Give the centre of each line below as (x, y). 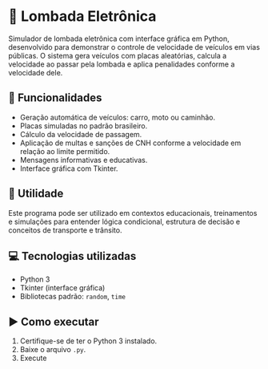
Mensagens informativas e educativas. (84, 160)
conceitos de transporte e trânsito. (65, 230)
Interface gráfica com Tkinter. (69, 168)
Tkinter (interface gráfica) (62, 288)
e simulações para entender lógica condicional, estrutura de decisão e (124, 221)
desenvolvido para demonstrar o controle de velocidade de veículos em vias (134, 47)
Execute (33, 358)
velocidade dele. (36, 72)
